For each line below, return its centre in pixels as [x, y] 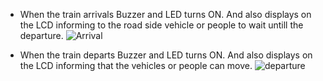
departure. [41, 35]
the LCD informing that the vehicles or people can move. [136, 65]
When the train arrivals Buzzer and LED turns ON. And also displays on [165, 14]
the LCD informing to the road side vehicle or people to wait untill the [161, 25]
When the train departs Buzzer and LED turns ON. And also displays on [166, 55]
